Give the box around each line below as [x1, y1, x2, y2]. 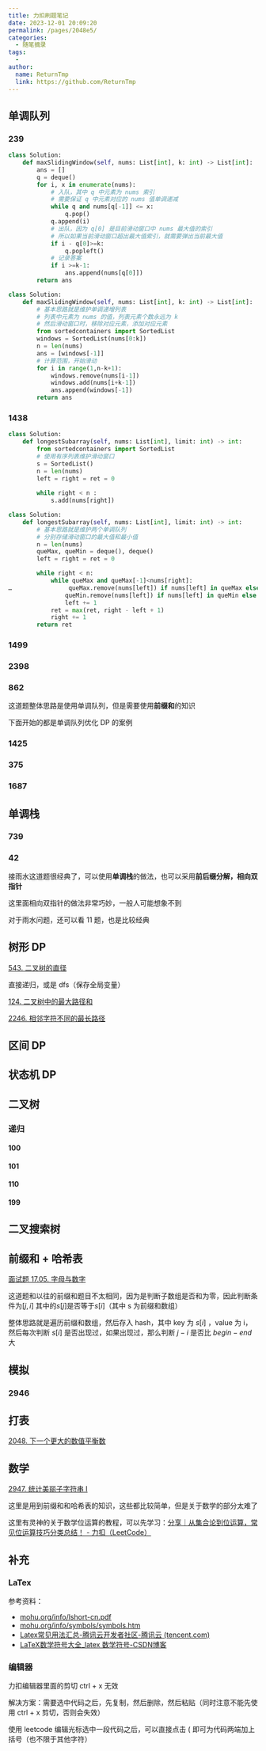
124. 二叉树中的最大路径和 [8, 997, 93, 1006]
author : [8, 63, 34, 71]
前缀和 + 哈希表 [8, 1252, 83, 1265]
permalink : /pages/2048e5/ [8, 26, 97, 34]
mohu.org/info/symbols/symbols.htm [19, 1620, 141, 1630]
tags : [8, 48, 26, 56]
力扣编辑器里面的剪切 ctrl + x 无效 [8, 1681, 119, 1691]
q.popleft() [64, 247, 104, 255]
